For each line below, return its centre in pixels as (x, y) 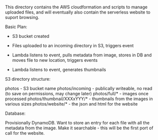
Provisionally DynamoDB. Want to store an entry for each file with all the (77, 123)
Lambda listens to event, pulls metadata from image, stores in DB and (82, 55)
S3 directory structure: (28, 79)
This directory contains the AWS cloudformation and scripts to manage (76, 7)
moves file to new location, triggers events (55, 60)
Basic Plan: (16, 27)
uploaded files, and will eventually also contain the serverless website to (78, 12)
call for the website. (25, 133)
